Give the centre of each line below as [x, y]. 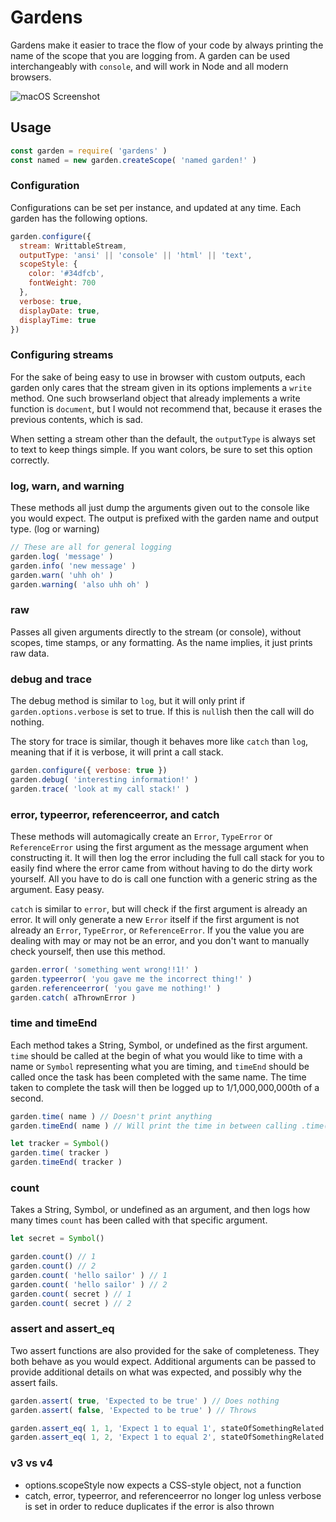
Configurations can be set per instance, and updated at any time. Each [156, 207]
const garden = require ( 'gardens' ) [89, 151]
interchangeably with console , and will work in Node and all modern [149, 66]
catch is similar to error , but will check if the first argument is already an [159, 908]
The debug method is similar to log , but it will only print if [128, 700]
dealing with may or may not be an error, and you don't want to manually [160, 940]
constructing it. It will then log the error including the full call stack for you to [167, 857]
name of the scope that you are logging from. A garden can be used [150, 55]
